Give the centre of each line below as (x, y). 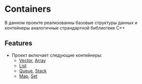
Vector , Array (32, 60)
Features (18, 43)
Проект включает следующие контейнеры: (57, 55)
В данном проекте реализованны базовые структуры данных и (71, 23)
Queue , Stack (33, 71)
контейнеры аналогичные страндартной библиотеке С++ (65, 28)
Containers (28, 9)
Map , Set (28, 76)
